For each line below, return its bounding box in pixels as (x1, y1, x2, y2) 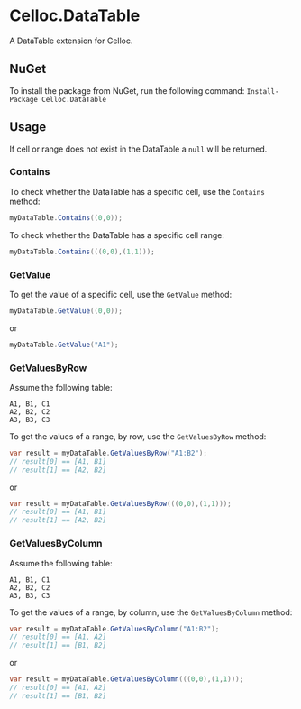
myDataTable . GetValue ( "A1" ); (9, 340, 119, 349)
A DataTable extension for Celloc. (9, 35, 133, 46)
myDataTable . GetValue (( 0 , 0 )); (9, 306, 123, 316)
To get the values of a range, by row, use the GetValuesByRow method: (9, 430, 267, 442)
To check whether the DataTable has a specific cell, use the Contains (9, 186, 266, 197)
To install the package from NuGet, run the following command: (9, 85, 245, 96)
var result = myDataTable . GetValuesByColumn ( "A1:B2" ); (9, 624, 220, 633)
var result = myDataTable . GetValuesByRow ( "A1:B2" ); (9, 448, 207, 457)
